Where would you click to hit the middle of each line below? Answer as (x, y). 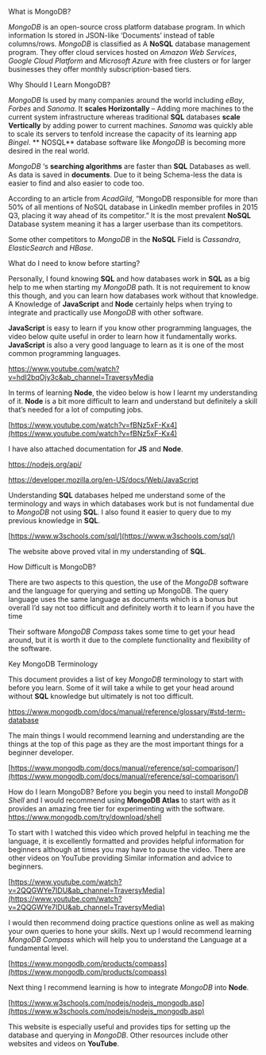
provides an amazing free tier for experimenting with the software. (117, 809)
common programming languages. (65, 353)
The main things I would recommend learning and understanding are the (126, 735)
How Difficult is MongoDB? (52, 567)
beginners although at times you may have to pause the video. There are (127, 850)
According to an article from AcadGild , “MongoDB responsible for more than (133, 199)
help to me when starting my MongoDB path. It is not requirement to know (129, 287)
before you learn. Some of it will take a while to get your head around (121, 688)
